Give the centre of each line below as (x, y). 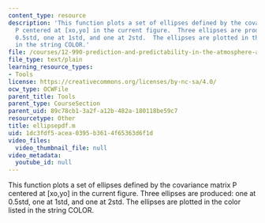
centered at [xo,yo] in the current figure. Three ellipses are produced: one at (132, 194)
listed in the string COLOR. (51, 210)
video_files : (30, 140)
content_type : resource (47, 15)
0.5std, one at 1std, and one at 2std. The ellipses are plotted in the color (125, 202)
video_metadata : (35, 155)
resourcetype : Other (42, 119)
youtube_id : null (44, 163)
